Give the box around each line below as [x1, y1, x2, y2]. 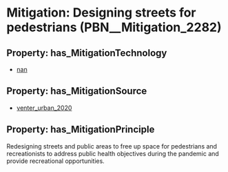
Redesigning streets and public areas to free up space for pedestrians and [6, 142, 218, 150]
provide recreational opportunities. [6, 157, 105, 165]
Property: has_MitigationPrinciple [6, 124, 155, 135]
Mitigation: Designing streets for [6, 5, 197, 21]
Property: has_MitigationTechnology [6, 47, 167, 59]
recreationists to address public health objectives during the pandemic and [6, 149, 220, 157]
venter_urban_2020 [16, 104, 72, 112]
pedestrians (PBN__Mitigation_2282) [6, 19, 222, 35]
